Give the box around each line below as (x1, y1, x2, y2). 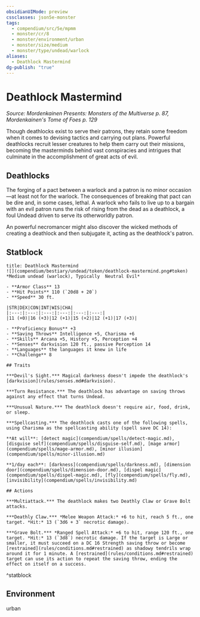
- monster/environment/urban (11, 36, 84, 42)
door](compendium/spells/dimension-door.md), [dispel (6, 467, 143, 473)
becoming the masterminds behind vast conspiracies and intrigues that (6, 147, 181, 154)
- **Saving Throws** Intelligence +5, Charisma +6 (6, 331, 135, 337)
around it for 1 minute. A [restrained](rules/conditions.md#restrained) (6, 551, 194, 557)
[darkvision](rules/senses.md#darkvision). (6, 378, 116, 384)
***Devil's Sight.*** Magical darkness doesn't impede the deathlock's (6, 372, 188, 378)
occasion (169, 187, 192, 194)
